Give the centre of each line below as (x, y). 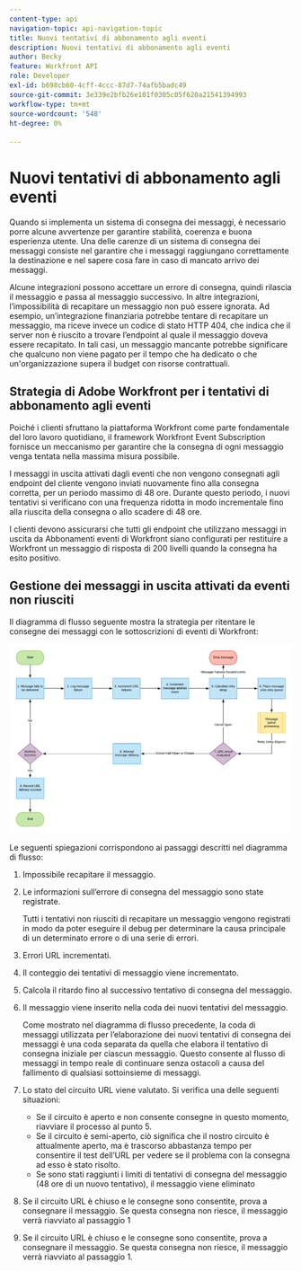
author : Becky (36, 57)
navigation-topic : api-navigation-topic (86, 28)
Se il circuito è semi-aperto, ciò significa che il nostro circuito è (152, 1135)
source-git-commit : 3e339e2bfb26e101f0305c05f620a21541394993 (128, 94)
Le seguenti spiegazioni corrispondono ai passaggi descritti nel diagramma (148, 847)
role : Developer (40, 76)
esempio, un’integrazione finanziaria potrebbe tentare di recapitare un (139, 316)
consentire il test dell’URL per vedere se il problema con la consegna (163, 1155)
